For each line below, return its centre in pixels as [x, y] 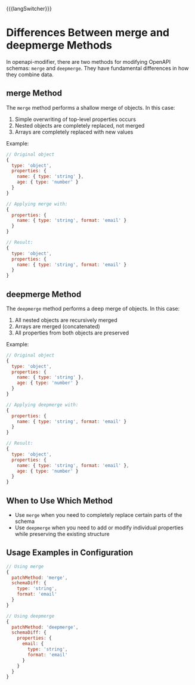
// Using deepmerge [30, 616]
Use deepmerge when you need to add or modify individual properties [99, 528]
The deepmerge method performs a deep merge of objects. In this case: [93, 308]
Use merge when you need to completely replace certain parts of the [98, 515]
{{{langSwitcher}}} [29, 9]
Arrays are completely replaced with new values [74, 132]
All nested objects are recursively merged [66, 320]
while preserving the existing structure [62, 534]
